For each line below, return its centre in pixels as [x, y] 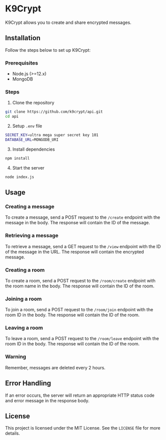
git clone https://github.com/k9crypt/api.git [54, 112]
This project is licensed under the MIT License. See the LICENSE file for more [83, 428]
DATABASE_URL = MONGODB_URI [32, 140]
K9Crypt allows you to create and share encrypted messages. [68, 22]
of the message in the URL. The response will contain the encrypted [75, 252]
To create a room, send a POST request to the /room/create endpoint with [81, 280]
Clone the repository [33, 103]
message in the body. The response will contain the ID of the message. [78, 223]
